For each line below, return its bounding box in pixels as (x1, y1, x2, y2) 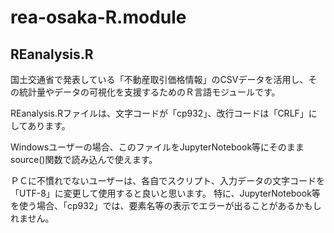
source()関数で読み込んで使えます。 (10, 154, 158, 165)
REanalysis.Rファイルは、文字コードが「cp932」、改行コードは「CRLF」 (10, 107, 309, 119)
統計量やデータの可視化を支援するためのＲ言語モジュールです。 (18, 86, 281, 98)
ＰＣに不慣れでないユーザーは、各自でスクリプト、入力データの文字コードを (10, 175, 326, 186)
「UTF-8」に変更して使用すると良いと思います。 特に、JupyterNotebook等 (10, 187, 321, 199)
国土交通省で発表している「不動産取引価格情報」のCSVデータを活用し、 (10, 74, 309, 85)
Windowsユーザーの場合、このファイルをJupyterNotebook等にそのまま (10, 141, 305, 153)
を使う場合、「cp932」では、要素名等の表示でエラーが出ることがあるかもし (10, 200, 322, 211)
